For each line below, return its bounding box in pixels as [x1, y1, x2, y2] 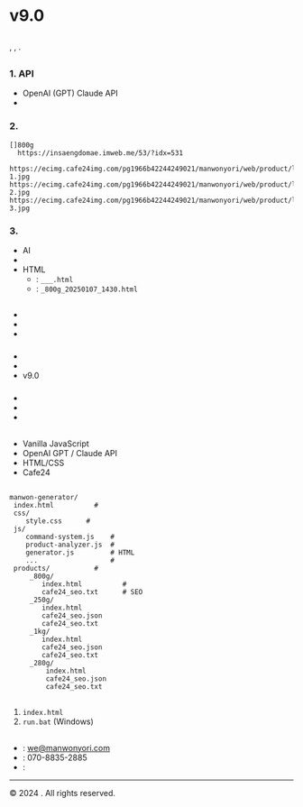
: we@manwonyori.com [22, 742, 111, 753]
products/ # [13, 564, 99, 573]
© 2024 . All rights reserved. [9, 787, 115, 798]
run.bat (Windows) [22, 716, 95, 727]
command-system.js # [25, 532, 115, 541]
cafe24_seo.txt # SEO [41, 587, 143, 596]
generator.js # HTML [25, 547, 135, 557]
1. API [9, 67, 34, 79]
